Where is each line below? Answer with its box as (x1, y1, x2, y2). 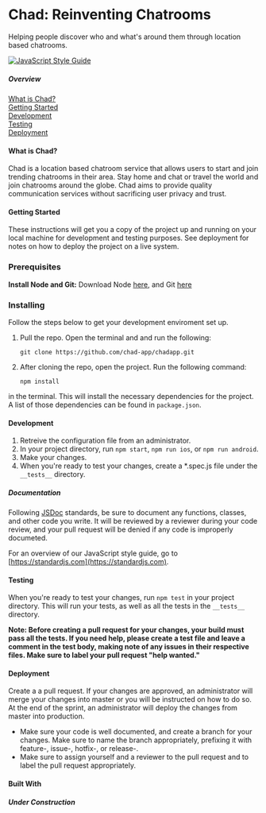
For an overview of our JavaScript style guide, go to (8, 548, 179, 558)
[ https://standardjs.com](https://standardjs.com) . (8, 557, 169, 567)
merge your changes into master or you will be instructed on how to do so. (8, 695, 253, 704)
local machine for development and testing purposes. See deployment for (8, 233, 249, 243)
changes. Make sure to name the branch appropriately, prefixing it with (19, 735, 253, 745)
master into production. (8, 711, 85, 721)
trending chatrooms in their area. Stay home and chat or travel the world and (8, 172, 259, 182)
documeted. (8, 533, 48, 543)
